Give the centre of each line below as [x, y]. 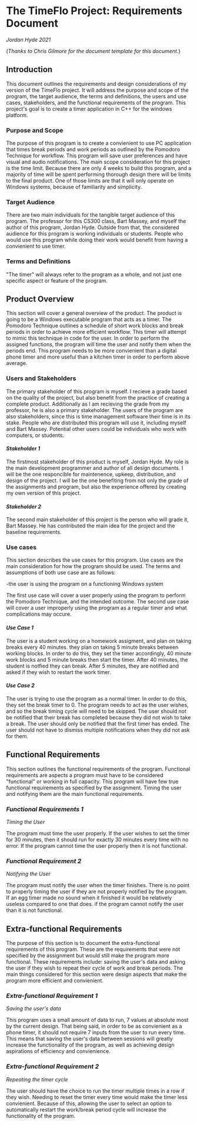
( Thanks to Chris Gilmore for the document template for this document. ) [93, 51]
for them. [17, 736]
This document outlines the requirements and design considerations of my [96, 84]
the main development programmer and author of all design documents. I [95, 468]
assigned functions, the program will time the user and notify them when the [98, 344]
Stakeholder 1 [23, 449]
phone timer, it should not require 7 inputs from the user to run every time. [96, 1033]
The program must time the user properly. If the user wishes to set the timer [98, 833]
